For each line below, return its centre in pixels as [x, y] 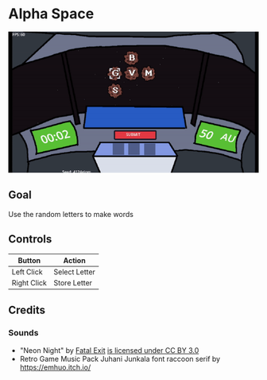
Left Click [27, 272]
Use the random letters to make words [71, 214]
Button [29, 260]
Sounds [23, 333]
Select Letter [74, 272]
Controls [30, 239]
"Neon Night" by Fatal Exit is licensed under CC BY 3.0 [109, 350]
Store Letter [73, 283]
